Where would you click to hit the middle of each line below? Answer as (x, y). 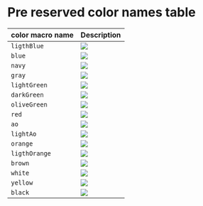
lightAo (24, 134)
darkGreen (27, 94)
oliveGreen (29, 104)
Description (101, 35)
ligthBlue (27, 46)
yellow (22, 183)
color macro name (43, 35)
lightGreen (29, 85)
